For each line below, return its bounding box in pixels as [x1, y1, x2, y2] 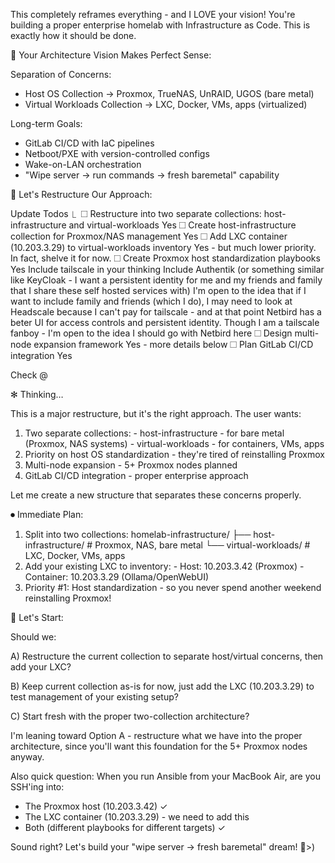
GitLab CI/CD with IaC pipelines [24, 137, 155, 149]
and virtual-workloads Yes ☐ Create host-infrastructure [68, 219, 297, 231]
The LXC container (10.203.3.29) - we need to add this [24, 811, 250, 823]
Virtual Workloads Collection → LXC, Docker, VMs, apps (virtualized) [24, 99, 308, 110]
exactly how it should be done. [10, 30, 137, 41]
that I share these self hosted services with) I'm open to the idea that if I [10, 285, 307, 296]
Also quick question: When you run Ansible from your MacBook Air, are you [10, 770, 321, 782]
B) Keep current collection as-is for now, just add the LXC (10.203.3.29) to [10, 680, 315, 692]
